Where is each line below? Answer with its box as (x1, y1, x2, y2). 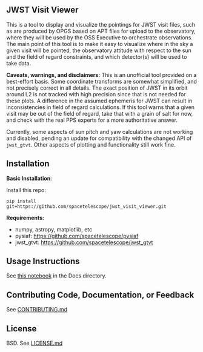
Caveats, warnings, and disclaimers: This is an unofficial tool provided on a (6, 71, 197, 78)
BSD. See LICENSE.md (6, 339, 62, 347)
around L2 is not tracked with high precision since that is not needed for (6, 90, 186, 98)
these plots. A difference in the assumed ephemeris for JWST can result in (6, 97, 193, 104)
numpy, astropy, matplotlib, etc (15, 225, 93, 233)
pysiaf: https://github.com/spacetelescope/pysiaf (15, 232, 139, 239)
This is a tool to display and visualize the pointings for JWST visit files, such (6, 21, 196, 28)
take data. (6, 59, 32, 67)
